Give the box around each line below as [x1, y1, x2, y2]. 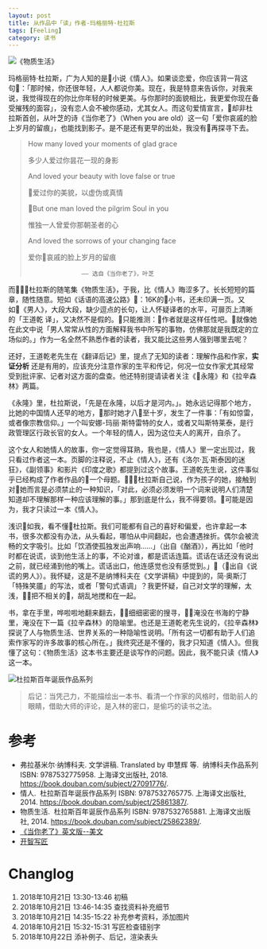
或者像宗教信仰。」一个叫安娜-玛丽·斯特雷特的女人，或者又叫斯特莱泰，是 [8, 418, 247, 428]
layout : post [8, 11, 52, 20]
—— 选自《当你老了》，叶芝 [81, 270, 155, 278]
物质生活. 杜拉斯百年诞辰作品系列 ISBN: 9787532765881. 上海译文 [19, 807, 237, 816]
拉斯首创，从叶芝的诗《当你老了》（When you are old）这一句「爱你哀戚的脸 [8, 113, 258, 123]
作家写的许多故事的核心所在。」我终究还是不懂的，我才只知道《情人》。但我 [14, 638, 259, 648]
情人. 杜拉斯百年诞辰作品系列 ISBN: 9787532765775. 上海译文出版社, [19, 788, 246, 798]
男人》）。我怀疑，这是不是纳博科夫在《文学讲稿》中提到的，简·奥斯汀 [21, 571, 248, 581]
